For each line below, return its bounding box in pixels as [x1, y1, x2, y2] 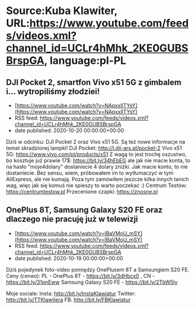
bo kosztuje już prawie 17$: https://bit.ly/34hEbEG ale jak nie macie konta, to [6, 157, 191, 164]
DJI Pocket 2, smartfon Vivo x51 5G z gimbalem [6, 77, 181, 87]
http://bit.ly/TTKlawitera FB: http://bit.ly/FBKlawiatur [6, 296, 131, 303]
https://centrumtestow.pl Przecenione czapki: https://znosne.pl [6, 188, 158, 195]
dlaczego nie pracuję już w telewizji [6, 214, 139, 224]
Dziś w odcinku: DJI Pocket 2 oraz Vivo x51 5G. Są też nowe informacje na [6, 138, 185, 145]
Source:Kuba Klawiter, [6, 4, 118, 18]
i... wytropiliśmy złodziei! [6, 86, 100, 96]
